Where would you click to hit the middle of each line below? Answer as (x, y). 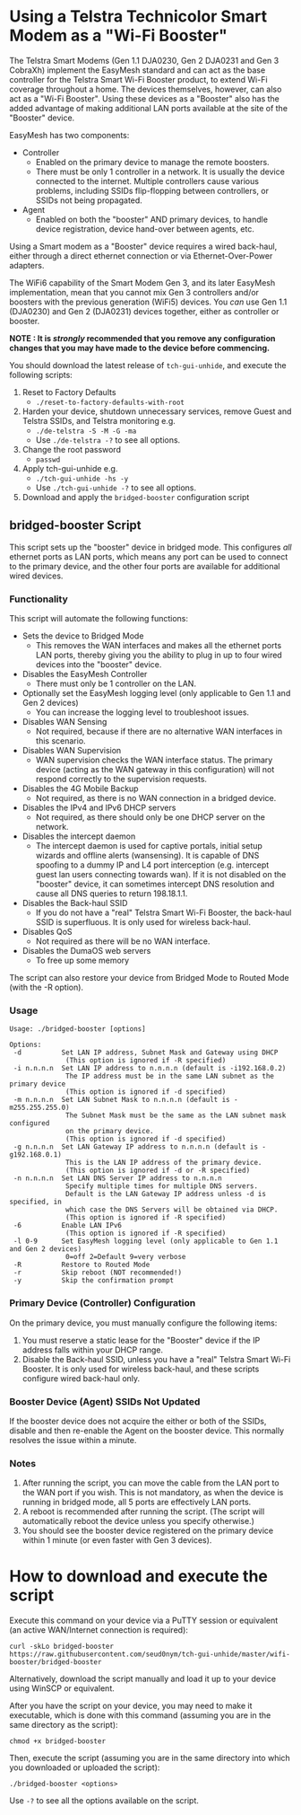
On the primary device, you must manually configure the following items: (143, 1323)
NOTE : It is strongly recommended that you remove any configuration (142, 338)
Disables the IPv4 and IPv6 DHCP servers (99, 808)
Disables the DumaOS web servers (86, 951)
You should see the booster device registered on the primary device (148, 1531)
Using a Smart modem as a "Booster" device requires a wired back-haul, (143, 246)
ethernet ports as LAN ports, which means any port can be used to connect (149, 556)
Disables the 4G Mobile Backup (80, 789)
